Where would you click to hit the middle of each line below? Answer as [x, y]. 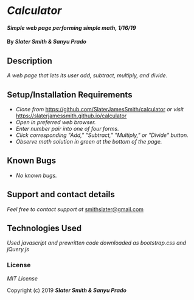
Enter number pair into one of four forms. [67, 129]
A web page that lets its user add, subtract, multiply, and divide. [87, 75]
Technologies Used [44, 228]
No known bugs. [36, 175]
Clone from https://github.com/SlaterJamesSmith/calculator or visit [100, 109]
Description [29, 61]
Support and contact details [61, 194]
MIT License [23, 278]
